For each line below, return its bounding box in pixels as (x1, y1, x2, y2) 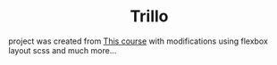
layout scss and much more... (8, 45, 117, 55)
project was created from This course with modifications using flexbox (8, 36, 269, 46)
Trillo (130, 6, 169, 27)
